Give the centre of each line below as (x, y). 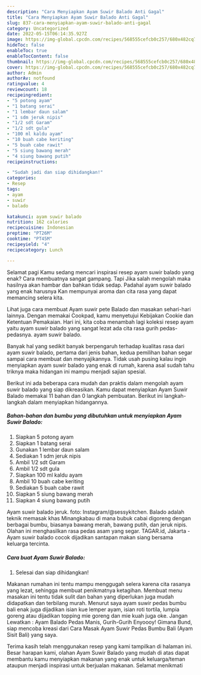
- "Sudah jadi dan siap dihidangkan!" (55, 173)
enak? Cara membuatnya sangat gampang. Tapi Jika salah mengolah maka (99, 278)
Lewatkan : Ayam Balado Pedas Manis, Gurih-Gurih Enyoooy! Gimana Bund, (100, 622)
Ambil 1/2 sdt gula (38, 469)
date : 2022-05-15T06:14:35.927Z (47, 34)
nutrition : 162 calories (38, 222)
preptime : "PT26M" (30, 234)
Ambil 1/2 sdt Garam (40, 462)
